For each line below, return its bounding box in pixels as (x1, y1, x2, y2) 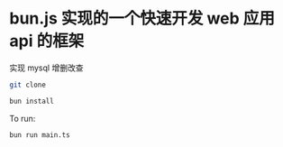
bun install (9, 96, 54, 106)
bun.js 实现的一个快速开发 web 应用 (9, 8, 275, 29)
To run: (9, 113, 36, 124)
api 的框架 (9, 31, 85, 51)
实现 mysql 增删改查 (9, 62, 84, 73)
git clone (9, 80, 47, 89)
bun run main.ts (9, 130, 70, 140)
